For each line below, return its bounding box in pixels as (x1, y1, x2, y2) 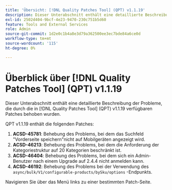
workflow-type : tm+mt (5, 36, 52, 41)
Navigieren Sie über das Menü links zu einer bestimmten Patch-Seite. (5, 179, 152, 185)
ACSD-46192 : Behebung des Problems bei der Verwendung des (12, 163, 149, 170)
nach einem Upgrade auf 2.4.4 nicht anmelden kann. (33, 158, 144, 164)
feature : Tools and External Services (5, 22, 88, 27)
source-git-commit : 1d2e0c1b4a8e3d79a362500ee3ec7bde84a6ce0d (5, 31, 141, 36)
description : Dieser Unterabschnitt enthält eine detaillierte (5, 12, 143, 17)
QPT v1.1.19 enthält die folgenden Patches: (5, 121, 94, 127)
